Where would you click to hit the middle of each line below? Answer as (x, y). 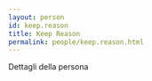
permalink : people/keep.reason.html (76, 42)
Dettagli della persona (48, 67)
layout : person (36, 17)
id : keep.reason (38, 26)
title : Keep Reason (44, 33)
